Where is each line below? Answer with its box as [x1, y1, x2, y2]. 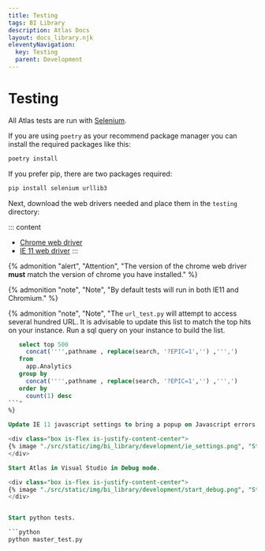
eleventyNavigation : [8, 41, 77, 49]
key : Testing [15, 48, 58, 56]
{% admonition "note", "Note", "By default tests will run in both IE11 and [8, 285, 239, 294]
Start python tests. [8, 514, 77, 522]
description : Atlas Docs [8, 26, 90, 34]
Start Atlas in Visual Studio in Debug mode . [8, 463, 160, 472]
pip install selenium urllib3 [8, 184, 108, 192]
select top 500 [18, 340, 69, 348]
